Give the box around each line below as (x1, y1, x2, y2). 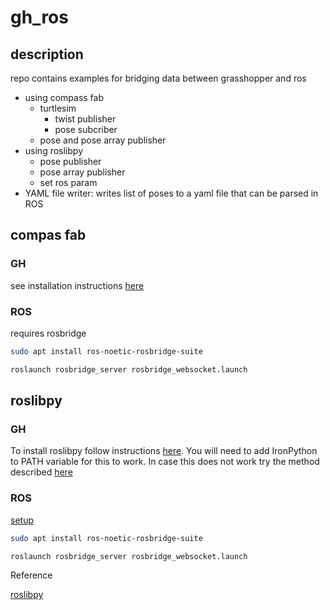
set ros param (39, 177, 98, 188)
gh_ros (10, 6, 69, 29)
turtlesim (39, 102, 77, 114)
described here (10, 466, 73, 478)
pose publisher (39, 156, 102, 167)
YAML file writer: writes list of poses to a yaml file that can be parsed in (24, 187, 319, 199)
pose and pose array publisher (39, 134, 167, 146)
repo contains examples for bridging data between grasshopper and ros (10, 72, 307, 84)
